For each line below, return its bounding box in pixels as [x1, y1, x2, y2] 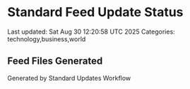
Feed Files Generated [7, 55, 103, 67]
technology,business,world [7, 34, 86, 43]
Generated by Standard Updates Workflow [7, 74, 131, 82]
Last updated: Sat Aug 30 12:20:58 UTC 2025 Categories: [7, 27, 175, 36]
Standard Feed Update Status [7, 4, 184, 20]
